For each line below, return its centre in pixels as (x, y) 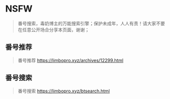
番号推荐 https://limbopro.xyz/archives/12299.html (70, 60)
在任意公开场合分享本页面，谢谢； (53, 30)
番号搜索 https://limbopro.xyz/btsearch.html (64, 91)
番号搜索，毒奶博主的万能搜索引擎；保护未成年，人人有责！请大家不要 (91, 23)
